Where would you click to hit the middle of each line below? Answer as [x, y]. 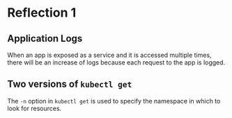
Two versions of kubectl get [70, 84]
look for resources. [34, 108]
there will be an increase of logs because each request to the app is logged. [116, 62]
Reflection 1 [42, 13]
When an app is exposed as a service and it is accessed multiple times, [109, 55]
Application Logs [45, 39]
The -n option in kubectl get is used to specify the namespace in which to [114, 101]
